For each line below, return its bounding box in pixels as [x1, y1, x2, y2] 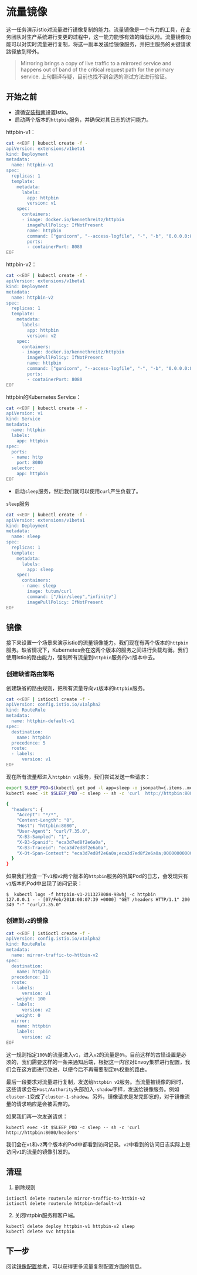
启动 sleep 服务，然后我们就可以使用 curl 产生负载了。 [14, 488, 142, 495]
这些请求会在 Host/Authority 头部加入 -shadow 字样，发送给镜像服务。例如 [6, 1086, 180, 1093]
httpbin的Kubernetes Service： [6, 393, 81, 400]
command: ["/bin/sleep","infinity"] [27, 593, 117, 600]
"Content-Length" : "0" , [16, 817, 75, 823]
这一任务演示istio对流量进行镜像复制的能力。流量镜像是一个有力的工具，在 [6, 26, 186, 33]
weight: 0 [16, 1012, 41, 1018]
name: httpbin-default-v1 [11, 718, 75, 724]
